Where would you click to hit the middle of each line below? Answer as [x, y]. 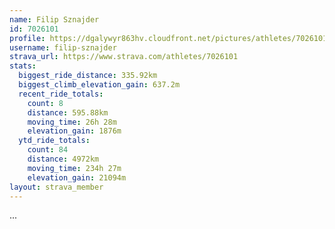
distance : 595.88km [68, 112]
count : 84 [48, 150]
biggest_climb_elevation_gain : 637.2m [99, 85]
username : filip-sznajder [63, 47]
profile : [27, 38]
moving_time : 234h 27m [74, 168]
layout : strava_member [56, 187]
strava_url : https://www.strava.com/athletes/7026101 [124, 57]
